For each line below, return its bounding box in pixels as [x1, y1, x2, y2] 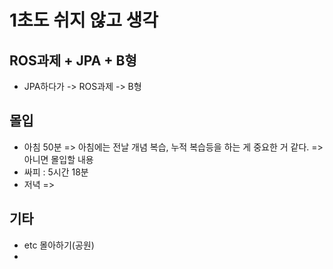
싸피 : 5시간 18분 [23, 166, 89, 178]
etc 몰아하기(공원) [23, 239, 95, 251]
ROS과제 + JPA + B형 [9, 52, 137, 69]
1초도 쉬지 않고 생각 [9, 9, 159, 32]
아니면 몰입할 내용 [23, 153, 94, 165]
